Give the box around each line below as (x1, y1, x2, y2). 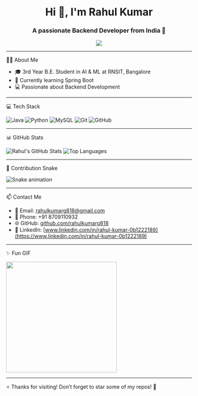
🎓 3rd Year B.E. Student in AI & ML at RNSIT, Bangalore (14, 68, 151, 76)
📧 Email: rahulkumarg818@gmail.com (14, 207, 105, 215)
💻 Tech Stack (6, 103, 40, 110)
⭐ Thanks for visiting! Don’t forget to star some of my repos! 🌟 (6, 384, 157, 391)
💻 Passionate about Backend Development (14, 83, 120, 90)
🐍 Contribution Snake (6, 165, 58, 172)
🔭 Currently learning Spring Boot (14, 77, 94, 84)
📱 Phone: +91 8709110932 (14, 213, 78, 220)
